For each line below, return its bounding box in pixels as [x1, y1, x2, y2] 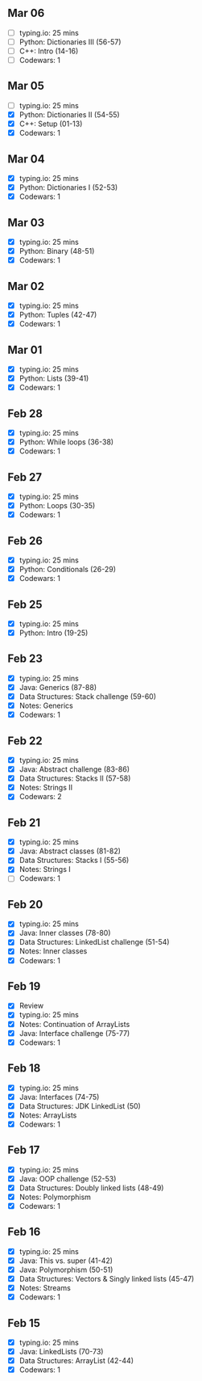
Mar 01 [7, 343, 43, 356]
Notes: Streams [19, 1283, 72, 1292]
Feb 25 [7, 597, 43, 611]
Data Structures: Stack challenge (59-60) [19, 692, 157, 701]
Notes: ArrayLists [19, 1110, 77, 1120]
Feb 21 [7, 815, 41, 829]
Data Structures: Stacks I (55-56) [19, 856, 130, 865]
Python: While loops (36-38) [19, 437, 114, 447]
